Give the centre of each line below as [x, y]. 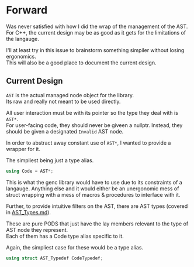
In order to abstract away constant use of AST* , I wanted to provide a [89, 143]
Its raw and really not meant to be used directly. [63, 101]
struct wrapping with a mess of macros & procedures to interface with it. [93, 194]
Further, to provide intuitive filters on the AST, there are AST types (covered [97, 206]
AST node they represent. [37, 230]
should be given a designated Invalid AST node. [65, 131]
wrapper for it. [23, 149]
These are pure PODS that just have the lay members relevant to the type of [97, 224]
